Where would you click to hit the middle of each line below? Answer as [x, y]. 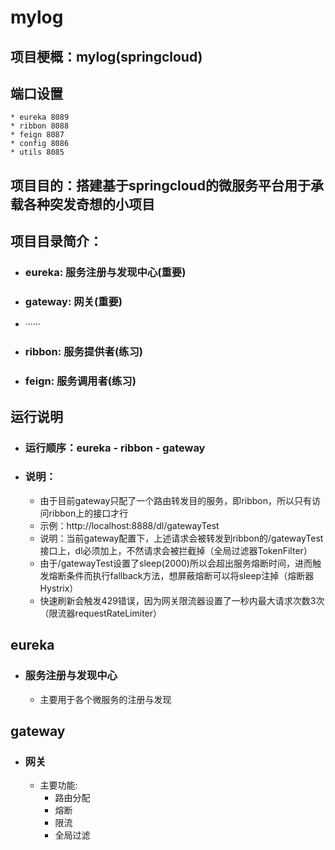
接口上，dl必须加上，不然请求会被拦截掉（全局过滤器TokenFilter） [176, 550]
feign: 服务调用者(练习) [80, 381]
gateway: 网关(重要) [73, 302]
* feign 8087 [37, 135]
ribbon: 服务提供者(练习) [83, 352]
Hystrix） [59, 588]
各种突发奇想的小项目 [89, 204]
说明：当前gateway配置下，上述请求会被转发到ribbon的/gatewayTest [181, 538]
